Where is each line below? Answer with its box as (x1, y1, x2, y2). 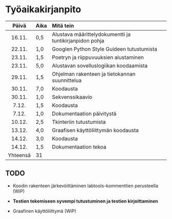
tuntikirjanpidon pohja (52, 37, 104, 44)
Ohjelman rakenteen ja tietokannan (52, 70, 136, 77)
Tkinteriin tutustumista (52, 118, 106, 125)
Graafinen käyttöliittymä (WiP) (12, 208, 77, 214)
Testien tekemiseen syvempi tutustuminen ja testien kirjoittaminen (12, 198, 158, 204)
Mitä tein (52, 22, 74, 29)
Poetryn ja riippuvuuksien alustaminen (52, 54, 144, 61)
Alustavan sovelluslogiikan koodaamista (52, 62, 148, 69)
